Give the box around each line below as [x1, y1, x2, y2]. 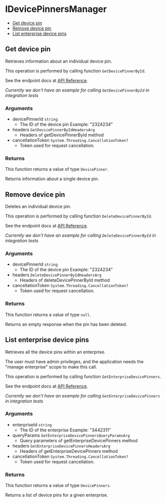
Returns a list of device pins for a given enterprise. [5, 492, 108, 498]
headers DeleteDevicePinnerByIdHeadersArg [12, 272, 102, 278]
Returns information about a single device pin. [5, 176, 99, 182]
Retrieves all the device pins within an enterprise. [5, 349, 106, 355]
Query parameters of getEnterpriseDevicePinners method [19, 437, 138, 443]
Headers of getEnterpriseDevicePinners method [19, 448, 118, 454]
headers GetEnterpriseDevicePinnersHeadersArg [12, 443, 111, 449]
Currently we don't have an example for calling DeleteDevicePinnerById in [5, 232, 156, 238]
